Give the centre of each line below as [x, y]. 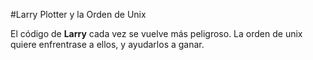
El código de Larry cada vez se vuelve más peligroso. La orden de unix [156, 33]
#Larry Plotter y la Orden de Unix [78, 14]
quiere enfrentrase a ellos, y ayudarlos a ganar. [107, 44]
